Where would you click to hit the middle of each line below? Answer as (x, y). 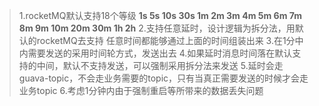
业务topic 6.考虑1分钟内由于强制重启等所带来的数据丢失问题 (141, 90)
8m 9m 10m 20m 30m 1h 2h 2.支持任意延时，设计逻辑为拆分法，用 (157, 28)
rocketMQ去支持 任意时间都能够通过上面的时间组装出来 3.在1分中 (170, 40)
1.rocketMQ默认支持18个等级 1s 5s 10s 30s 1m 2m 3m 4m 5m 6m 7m (160, 15)
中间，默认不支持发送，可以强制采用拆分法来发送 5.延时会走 (160, 65)
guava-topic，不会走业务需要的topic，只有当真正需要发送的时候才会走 (163, 78)
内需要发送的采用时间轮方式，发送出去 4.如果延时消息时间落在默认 (155, 53)
